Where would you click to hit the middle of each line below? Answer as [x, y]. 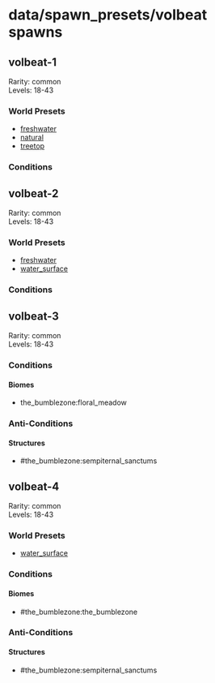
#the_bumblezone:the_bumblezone [79, 612]
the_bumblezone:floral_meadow [74, 402]
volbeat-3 [34, 316]
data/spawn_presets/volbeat [108, 15]
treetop [32, 146]
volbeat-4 [34, 486]
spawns [36, 32]
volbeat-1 [33, 62]
